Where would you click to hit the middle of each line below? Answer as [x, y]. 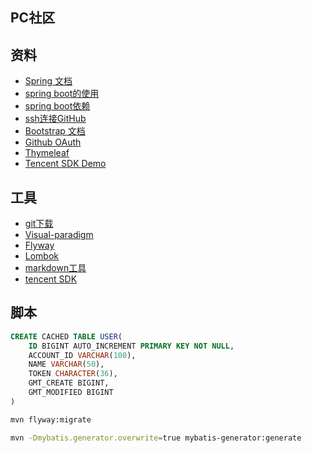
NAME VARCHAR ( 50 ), [66, 364]
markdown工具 [55, 268]
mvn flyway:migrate [51, 419]
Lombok [42, 256]
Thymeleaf [47, 153]
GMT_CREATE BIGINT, [69, 383]
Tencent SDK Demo [65, 164]
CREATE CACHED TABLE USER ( [66, 336]
